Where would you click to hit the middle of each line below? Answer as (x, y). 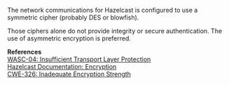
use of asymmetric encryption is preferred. (69, 38)
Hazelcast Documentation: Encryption (62, 67)
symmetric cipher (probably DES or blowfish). (73, 17)
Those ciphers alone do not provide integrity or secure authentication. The (115, 31)
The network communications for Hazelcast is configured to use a (103, 10)
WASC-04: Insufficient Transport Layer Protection (79, 59)
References (25, 52)
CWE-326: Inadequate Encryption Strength (69, 74)
